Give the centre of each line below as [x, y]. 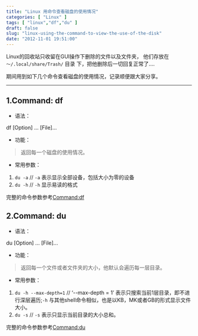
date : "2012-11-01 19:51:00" [42, 39]
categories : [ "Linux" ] [37, 17]
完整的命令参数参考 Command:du [46, 327]
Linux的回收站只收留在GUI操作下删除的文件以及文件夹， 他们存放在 [88, 56]
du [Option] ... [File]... [32, 243]
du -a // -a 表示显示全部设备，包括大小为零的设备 [74, 177]
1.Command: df [34, 101]
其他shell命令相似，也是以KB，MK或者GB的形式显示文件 [123, 300]
